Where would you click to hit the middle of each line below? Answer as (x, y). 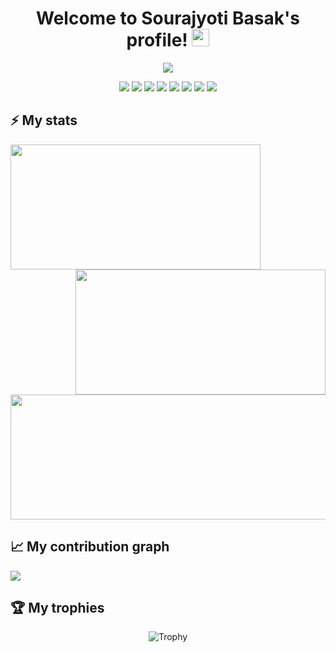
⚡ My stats (44, 120)
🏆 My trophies (57, 607)
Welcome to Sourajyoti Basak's (168, 18)
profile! (157, 40)
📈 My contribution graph (90, 547)
